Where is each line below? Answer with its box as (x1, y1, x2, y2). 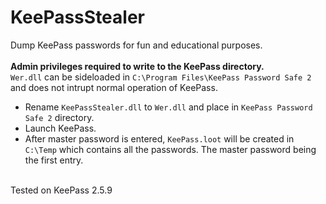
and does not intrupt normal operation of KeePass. (10, 81, 218, 93)
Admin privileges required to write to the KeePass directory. (10, 60, 265, 72)
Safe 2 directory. (24, 111, 95, 123)
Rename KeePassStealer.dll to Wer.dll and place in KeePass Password (24, 101, 313, 113)
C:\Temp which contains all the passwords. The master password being (24, 143, 317, 155)
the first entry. (24, 154, 84, 166)
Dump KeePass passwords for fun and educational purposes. (10, 39, 263, 51)
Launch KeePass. (24, 122, 97, 134)
